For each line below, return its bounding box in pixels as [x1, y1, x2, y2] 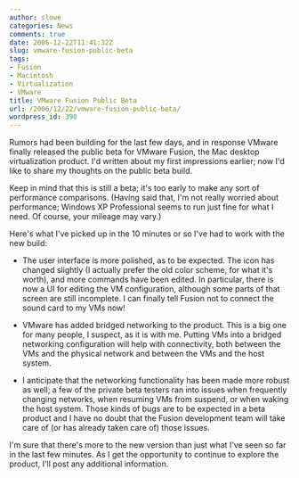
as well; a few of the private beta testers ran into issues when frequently [21, 384, 287, 395]
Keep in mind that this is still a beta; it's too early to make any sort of [9, 183, 260, 194]
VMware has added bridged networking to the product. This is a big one [21, 320, 287, 331]
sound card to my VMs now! [21, 302, 126, 313]
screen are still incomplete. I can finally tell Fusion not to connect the [21, 293, 274, 304]
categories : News [9, 21, 74, 30]
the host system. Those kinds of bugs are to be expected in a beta [21, 403, 265, 415]
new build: [9, 238, 47, 249]
